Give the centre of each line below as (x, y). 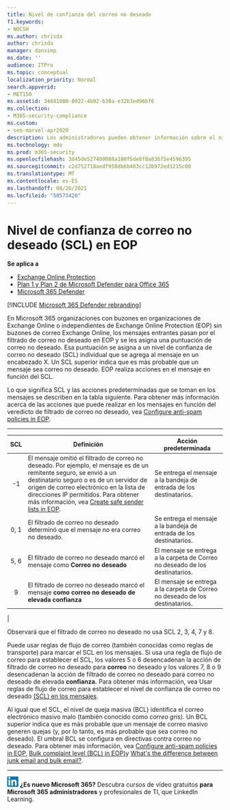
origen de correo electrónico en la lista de (87, 487)
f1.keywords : (26, 22)
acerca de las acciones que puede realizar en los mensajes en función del (112, 404)
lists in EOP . (44, 509)
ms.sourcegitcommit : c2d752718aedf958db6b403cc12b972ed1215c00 (99, 167)
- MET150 (20, 94)
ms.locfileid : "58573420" (44, 196)
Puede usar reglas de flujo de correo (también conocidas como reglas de (110, 645)
